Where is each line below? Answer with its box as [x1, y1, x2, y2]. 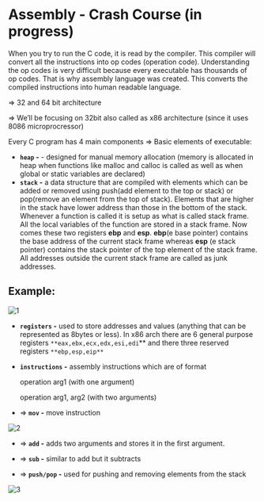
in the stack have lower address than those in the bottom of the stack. [19, 202, 247, 212]
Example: [8, 285, 55, 298]
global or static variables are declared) [19, 169, 146, 178]
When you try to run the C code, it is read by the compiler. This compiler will [8, 48, 256, 58]
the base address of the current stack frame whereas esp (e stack [19, 236, 236, 246]
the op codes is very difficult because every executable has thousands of [8, 65, 247, 75]
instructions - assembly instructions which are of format [19, 361, 207, 371]
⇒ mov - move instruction [19, 407, 101, 417]
